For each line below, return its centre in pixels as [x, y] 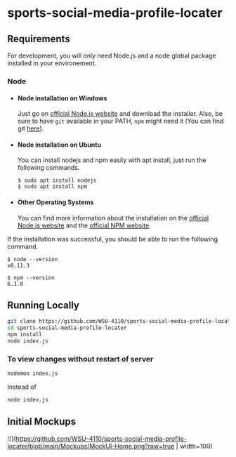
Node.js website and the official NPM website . [84, 225]
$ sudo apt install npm [52, 187]
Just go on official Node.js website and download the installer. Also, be [120, 114]
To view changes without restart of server [80, 359]
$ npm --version [31, 278]
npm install [25, 335]
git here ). [31, 128]
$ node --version [33, 259]
